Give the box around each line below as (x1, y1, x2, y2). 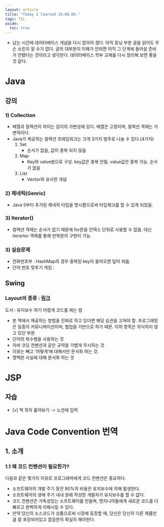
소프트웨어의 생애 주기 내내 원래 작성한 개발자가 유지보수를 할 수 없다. (12, 492, 145, 498)
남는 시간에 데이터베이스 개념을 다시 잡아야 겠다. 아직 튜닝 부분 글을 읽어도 (12, 40, 154, 46)
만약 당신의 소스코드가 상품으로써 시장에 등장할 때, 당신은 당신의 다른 (12, 510, 144, 516)
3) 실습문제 (5, 246, 31, 253)
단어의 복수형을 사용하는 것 (12, 336, 64, 342)
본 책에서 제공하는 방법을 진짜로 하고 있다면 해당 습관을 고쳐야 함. (12, 317, 137, 323)
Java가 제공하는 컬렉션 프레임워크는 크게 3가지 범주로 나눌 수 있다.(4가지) (12, 136, 154, 142)
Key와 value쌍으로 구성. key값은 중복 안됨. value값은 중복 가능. (27, 159, 149, 164)
